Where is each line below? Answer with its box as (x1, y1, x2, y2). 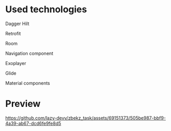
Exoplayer (5, 60, 27, 66)
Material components (5, 80, 50, 86)
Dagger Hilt (5, 20, 30, 27)
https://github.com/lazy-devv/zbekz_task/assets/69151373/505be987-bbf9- (5, 115, 166, 121)
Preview (5, 98, 41, 110)
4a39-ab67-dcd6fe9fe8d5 (5, 120, 61, 126)
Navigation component (5, 50, 54, 56)
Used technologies (5, 4, 87, 15)
